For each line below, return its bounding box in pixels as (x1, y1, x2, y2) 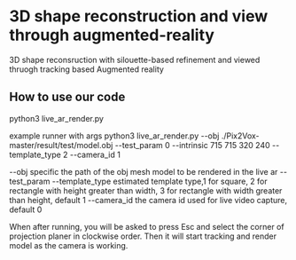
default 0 (9, 204, 43, 215)
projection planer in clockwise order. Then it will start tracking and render (9, 231, 277, 241)
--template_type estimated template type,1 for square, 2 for (51, 176, 268, 186)
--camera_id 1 (69, 149, 121, 160)
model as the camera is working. (9, 240, 129, 250)
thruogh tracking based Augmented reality (9, 64, 164, 75)
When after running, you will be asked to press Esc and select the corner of (9, 221, 285, 232)
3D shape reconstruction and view (9, 6, 269, 27)
